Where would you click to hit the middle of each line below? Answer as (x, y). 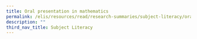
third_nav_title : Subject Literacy (50, 27)
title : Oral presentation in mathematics (57, 11)
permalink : (19, 17)
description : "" (26, 22)
